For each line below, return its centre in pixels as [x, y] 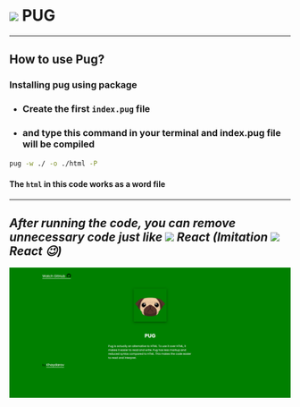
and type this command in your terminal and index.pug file [151, 133]
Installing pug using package [73, 85]
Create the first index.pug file [86, 109]
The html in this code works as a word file [87, 183]
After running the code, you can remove [123, 223]
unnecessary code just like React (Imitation [139, 237]
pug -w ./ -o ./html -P [54, 164]
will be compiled [58, 144]
